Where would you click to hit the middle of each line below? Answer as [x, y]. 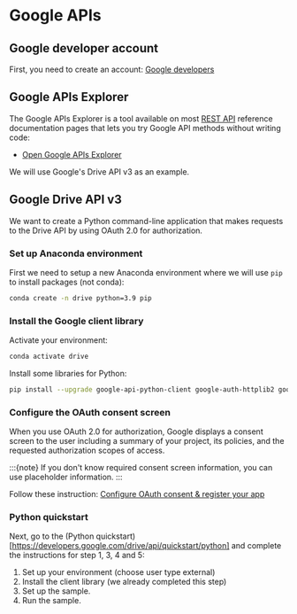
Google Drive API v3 [65, 200]
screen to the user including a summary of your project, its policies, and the [147, 441]
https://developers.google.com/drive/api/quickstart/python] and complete [147, 546]
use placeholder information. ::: [66, 477]
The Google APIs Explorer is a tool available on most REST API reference [141, 118]
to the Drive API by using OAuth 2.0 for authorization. [106, 230]
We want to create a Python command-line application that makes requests [146, 221]
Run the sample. [51, 601]
